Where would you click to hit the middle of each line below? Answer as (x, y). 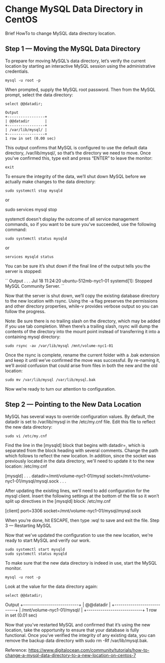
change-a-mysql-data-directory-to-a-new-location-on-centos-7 (71, 655)
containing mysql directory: (33, 337)
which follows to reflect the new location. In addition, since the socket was (81, 455)
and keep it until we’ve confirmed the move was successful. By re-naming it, (83, 360)
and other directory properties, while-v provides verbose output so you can (82, 306)
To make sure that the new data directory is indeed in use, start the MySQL (81, 563)
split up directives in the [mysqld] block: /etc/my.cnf (58, 501)
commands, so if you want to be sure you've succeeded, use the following (81, 224)
